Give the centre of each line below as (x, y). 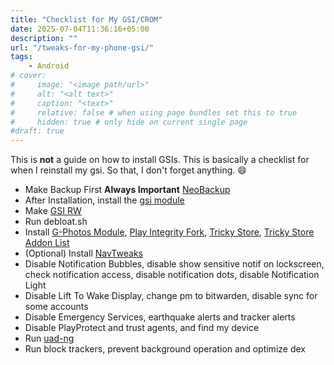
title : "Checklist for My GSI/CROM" (86, 19)
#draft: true (37, 131)
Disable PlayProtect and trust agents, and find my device (142, 328)
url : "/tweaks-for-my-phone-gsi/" (82, 47)
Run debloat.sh (56, 222)
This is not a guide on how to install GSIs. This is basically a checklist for (160, 160)
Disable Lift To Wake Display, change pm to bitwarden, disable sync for (171, 296)
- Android (49, 66)
